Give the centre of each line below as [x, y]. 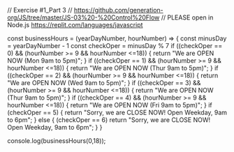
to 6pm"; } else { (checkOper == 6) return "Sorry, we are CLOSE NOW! [109, 120]
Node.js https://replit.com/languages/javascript [75, 25]
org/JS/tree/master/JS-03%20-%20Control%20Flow [83, 17]
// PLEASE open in [187, 17]
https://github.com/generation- [119, 10]
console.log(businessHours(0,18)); [57, 141]
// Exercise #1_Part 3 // [40, 10]
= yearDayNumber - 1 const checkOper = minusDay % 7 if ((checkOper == [115, 46]
